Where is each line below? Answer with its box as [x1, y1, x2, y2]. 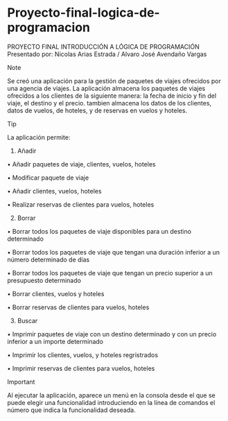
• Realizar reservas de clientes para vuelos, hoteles [7, 200, 155, 209]
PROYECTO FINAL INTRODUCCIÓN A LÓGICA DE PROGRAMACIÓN [7, 42, 200, 51]
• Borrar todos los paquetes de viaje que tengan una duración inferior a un [7, 248, 220, 256]
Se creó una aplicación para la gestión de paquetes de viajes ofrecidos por [7, 76, 222, 85]
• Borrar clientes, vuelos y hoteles [7, 289, 105, 298]
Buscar [17, 316, 38, 325]
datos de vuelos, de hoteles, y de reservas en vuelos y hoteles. [7, 106, 188, 114]
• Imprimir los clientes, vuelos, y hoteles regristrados [7, 350, 158, 359]
